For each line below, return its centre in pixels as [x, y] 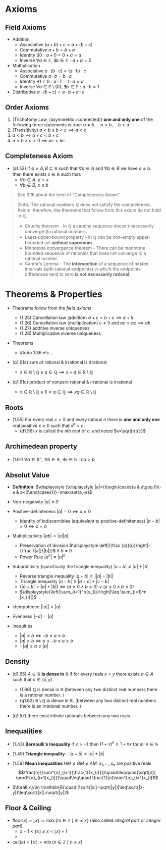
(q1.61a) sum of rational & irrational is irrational [59, 362]
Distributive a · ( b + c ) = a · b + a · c [49, 92]
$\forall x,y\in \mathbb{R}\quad [44, 787]
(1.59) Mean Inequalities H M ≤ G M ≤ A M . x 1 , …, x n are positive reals [82, 764]
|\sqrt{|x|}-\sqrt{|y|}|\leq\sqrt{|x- [111, 787]
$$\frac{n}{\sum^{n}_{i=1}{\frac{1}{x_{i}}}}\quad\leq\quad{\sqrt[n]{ [87, 772]
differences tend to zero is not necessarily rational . [78, 274]
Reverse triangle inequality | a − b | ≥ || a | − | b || [67, 576]
